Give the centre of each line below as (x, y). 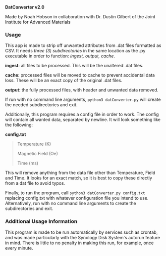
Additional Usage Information (41, 221)
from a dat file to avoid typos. (35, 183)
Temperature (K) (34, 144)
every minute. (19, 248)
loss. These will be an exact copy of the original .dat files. (64, 81)
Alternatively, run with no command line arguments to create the (71, 203)
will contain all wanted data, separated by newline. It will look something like (83, 120)
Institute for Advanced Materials (38, 22)
